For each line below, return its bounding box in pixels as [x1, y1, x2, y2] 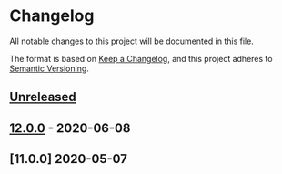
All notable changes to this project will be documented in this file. [9, 36, 255, 46]
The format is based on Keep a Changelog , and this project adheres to [9, 53, 273, 64]
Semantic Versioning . [9, 63, 89, 74]
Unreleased [9, 89, 77, 105]
